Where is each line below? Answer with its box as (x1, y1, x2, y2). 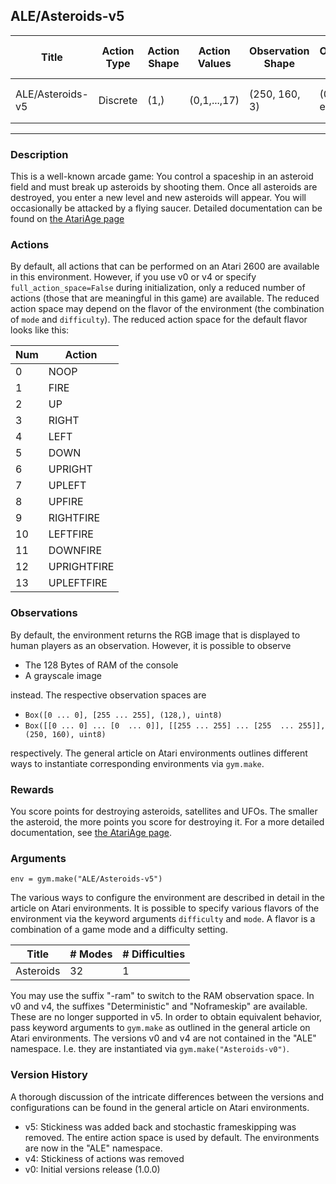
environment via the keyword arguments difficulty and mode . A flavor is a (10, 913, 316, 925)
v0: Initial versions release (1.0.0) (24, 1163, 161, 1175)
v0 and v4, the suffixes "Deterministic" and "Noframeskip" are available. (10, 1000, 308, 1013)
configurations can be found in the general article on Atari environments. (10, 1101, 310, 1113)
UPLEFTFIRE (48, 576, 108, 590)
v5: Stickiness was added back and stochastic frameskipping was (24, 1120, 297, 1133)
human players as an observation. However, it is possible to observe (10, 639, 292, 651)
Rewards (10, 782, 55, 796)
